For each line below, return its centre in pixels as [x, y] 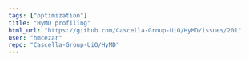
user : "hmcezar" [35, 38]
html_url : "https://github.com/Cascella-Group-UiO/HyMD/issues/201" [125, 30]
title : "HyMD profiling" [50, 23]
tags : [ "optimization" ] [48, 15]
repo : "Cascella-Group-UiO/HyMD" [64, 45]
